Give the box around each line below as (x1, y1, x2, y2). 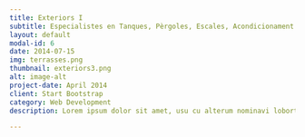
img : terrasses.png (9, 55, 84, 64)
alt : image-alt (9, 73, 67, 82)
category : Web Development (9, 97, 112, 107)
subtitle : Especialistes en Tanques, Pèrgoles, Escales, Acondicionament (9, 22, 295, 31)
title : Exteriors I (9, 13, 84, 23)
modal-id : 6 (9, 38, 54, 48)
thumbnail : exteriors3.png (9, 64, 112, 73)
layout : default (9, 30, 71, 39)
